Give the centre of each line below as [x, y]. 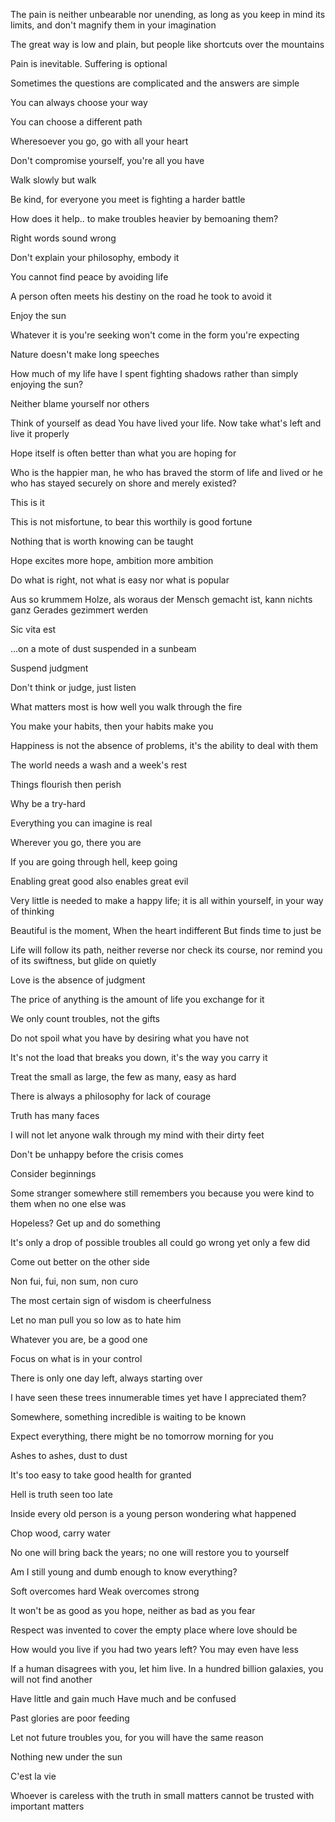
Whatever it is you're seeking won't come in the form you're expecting [155, 335]
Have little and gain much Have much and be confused [123, 1698]
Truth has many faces [55, 1115]
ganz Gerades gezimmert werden [79, 610]
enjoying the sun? [47, 384]
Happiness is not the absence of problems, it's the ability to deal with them [164, 745]
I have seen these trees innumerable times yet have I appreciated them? [158, 1397]
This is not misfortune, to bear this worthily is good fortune [131, 522]
